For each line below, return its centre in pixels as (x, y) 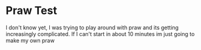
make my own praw (30, 40)
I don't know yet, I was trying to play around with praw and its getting (92, 27)
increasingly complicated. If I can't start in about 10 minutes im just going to (100, 34)
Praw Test (31, 11)
